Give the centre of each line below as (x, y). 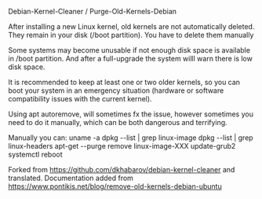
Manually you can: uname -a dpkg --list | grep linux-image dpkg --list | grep (131, 138)
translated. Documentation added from (71, 178)
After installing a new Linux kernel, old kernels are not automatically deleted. (131, 26)
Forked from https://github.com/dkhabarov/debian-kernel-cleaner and (122, 170)
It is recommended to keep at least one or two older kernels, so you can (124, 82)
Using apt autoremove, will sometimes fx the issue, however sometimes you (131, 114)
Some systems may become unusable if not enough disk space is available (129, 50)
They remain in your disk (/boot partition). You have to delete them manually (131, 35)
